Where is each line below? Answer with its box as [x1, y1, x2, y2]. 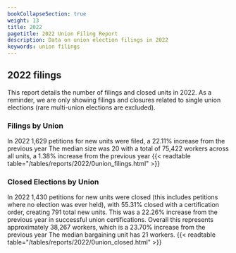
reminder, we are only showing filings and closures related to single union [7, 95, 221, 104]
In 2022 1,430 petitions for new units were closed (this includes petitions [7, 193, 218, 201]
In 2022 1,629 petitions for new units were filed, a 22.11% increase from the [7, 137, 225, 146]
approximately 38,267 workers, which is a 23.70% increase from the [7, 223, 206, 232]
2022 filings [7, 69, 62, 81]
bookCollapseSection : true [7, 10, 87, 18]
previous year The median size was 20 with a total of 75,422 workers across [7, 144, 229, 153]
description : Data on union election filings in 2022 [7, 37, 169, 44]
